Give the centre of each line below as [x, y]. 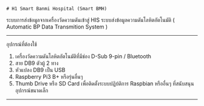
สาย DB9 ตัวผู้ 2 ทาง [37, 63]
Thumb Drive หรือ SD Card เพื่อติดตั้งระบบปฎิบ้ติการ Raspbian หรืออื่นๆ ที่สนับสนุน [104, 84]
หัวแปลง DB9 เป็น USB [40, 70]
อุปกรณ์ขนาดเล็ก [32, 90]
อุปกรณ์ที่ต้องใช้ [22, 44]
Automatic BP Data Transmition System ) [57, 27]
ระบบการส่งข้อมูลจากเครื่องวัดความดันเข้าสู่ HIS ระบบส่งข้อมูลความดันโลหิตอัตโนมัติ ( [90, 20]
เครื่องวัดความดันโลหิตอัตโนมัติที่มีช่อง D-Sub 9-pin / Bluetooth [83, 56]
